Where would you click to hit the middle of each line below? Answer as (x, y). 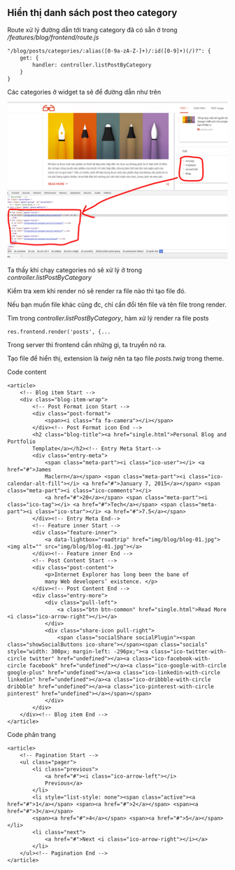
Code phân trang (31, 735)
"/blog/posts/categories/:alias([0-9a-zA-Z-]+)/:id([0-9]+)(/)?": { (109, 51)
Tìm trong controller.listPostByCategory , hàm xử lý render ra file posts (108, 318)
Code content (27, 372)
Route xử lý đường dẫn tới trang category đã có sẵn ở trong (92, 29)
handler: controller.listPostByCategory (92, 65)
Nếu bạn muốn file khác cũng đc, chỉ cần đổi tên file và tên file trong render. (117, 304)
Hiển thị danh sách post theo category (92, 13)
